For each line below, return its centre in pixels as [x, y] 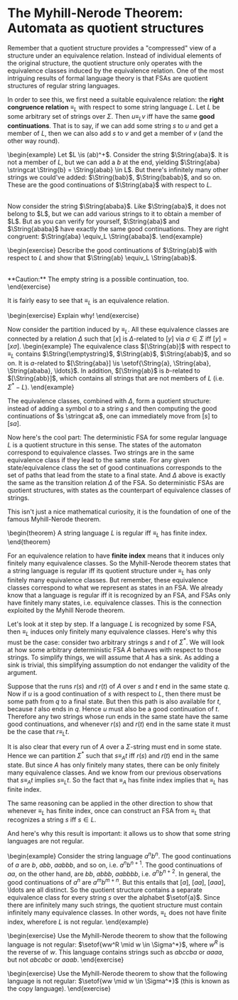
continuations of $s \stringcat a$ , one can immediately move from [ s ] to [113, 416]
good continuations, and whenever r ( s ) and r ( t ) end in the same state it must [119, 724]
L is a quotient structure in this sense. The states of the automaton [104, 445]
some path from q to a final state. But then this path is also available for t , [114, 701]
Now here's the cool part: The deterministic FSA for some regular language [117, 437]
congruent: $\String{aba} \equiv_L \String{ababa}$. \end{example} [105, 236]
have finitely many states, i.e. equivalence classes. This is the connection [115, 603]
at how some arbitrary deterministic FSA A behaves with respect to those [114, 649]
